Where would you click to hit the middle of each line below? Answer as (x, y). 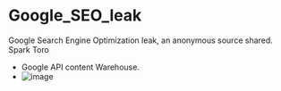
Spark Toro (29, 49)
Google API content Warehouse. (81, 67)
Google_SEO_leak (75, 16)
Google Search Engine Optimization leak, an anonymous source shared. (141, 40)
